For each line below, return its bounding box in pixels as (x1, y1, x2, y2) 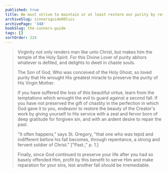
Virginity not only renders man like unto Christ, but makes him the (17, 48, 152, 55)
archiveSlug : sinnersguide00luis (5, 16, 75, 21)
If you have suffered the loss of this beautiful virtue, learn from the (17, 89, 154, 95)
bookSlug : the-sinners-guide (5, 26, 66, 31)
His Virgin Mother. (17, 79, 55, 85)
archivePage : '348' (5, 21, 46, 26)
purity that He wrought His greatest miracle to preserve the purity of (17, 74, 158, 80)
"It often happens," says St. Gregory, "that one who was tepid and (17, 131, 153, 137)
